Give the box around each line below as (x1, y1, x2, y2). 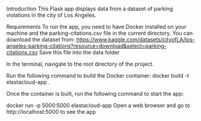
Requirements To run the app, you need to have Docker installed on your (6, 23, 187, 30)
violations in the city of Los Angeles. (6, 11, 97, 19)
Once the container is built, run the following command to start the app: (6, 90, 184, 97)
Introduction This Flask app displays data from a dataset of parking (6, 5, 173, 12)
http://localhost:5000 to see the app (6, 108, 97, 115)
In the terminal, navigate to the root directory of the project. (6, 60, 154, 67)
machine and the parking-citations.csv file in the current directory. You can (6, 29, 193, 37)
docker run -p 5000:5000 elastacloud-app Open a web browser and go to (6, 102, 191, 109)
